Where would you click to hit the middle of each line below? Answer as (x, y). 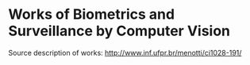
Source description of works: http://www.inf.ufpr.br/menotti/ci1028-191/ (125, 52)
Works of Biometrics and (92, 14)
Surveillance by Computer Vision (119, 31)
